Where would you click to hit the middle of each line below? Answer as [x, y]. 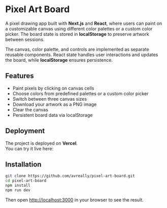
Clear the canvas [30, 109]
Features [20, 76]
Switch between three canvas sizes [50, 99]
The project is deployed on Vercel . [41, 143]
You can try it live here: [29, 148]
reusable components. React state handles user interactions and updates [82, 55]
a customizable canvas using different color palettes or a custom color [79, 28]
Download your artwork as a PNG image [55, 104]
